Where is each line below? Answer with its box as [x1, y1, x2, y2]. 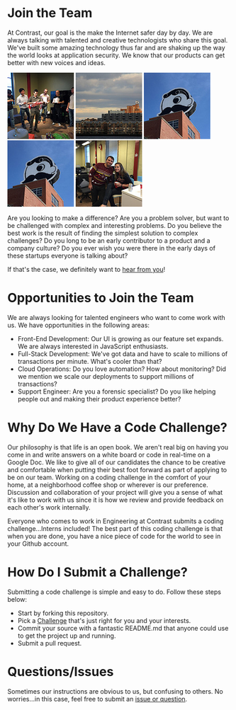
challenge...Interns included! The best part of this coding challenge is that [7, 524, 223, 532]
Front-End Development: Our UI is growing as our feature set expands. [17, 334, 224, 343]
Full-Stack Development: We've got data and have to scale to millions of [17, 349, 228, 358]
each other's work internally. [7, 503, 91, 511]
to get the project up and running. [17, 631, 116, 640]
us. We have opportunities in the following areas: [7, 321, 150, 329]
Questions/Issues [7, 663, 114, 680]
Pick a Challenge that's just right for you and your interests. [17, 616, 191, 624]
